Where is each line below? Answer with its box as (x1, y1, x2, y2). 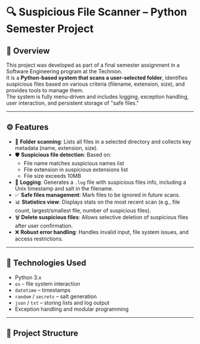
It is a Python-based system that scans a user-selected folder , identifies (6, 74, 188, 81)
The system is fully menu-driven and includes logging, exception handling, (6, 93, 189, 100)
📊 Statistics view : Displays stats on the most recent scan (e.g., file (14, 198, 180, 205)
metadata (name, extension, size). (14, 144, 98, 151)
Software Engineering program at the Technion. (6, 68, 123, 75)
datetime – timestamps (14, 286, 71, 293)
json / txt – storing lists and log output (14, 299, 110, 306)
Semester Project (6, 22, 94, 36)
